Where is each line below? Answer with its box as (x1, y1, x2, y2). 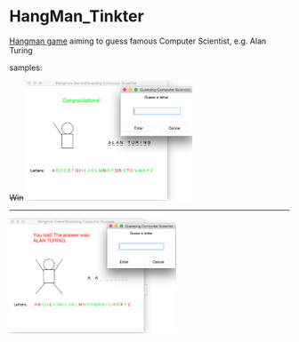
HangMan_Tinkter (9, 6, 144, 27)
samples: (9, 62, 43, 73)
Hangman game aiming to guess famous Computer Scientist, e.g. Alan (9, 36, 267, 46)
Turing (9, 44, 33, 55)
